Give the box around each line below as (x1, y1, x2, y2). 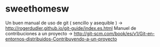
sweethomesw (5, 3, 70, 15)
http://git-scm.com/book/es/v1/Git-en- (74, 30, 155, 36)
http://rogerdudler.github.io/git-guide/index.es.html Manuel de (5, 25, 136, 31)
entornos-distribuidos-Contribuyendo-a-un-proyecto (5, 36, 118, 42)
